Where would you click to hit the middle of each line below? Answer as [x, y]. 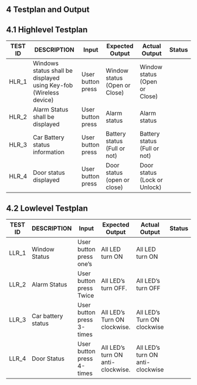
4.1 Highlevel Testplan [47, 30]
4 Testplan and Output [48, 10]
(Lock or [151, 180]
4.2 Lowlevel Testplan [47, 208]
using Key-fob [53, 86]
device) [43, 100]
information [49, 152]
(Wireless [46, 93]
